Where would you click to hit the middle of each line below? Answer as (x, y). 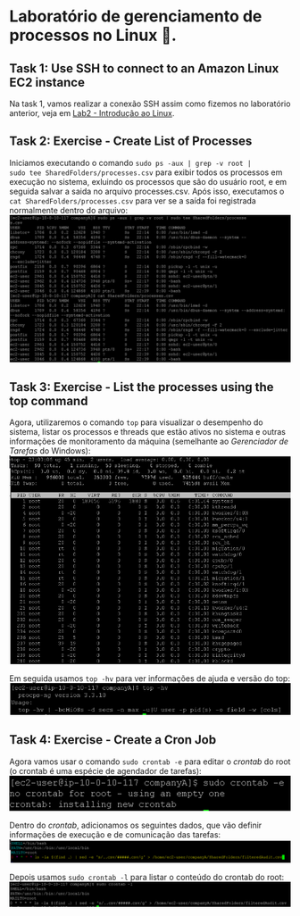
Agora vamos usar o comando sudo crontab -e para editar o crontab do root (150, 762)
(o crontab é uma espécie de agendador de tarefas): (106, 770)
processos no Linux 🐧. (93, 35)
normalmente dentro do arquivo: (68, 210)
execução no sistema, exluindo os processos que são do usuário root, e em (148, 181)
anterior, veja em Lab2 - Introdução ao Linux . (92, 113)
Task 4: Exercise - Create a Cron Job (113, 740)
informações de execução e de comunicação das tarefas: (115, 834)
